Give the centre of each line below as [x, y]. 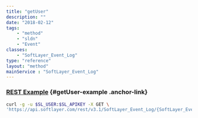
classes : [17, 50]
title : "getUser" [27, 11]
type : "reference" [29, 60]
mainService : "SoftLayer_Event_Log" [52, 72]
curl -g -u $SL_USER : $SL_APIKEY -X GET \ [58, 104]
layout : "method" [27, 66]
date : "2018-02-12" [30, 22]
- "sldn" [27, 39]
